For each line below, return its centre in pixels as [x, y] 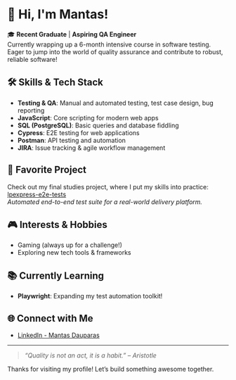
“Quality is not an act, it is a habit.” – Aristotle [90, 355]
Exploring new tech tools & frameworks [74, 253]
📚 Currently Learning [55, 275]
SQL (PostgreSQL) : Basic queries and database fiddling [98, 125]
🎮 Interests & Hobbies [57, 224]
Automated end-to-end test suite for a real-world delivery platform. [105, 202]
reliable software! [32, 59]
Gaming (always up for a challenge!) [70, 245]
